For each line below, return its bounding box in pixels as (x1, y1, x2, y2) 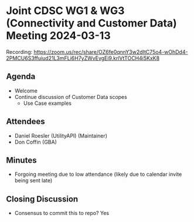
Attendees (6, 117, 45, 127)
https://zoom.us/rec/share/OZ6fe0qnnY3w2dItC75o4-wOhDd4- (33, 48, 189, 55)
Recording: (6, 48, 33, 55)
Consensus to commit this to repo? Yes (14, 210, 110, 217)
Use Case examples (23, 100, 72, 107)
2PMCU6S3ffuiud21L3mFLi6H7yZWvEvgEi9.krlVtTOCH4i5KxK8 (6, 54, 160, 62)
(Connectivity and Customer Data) (6, 16, 177, 30)
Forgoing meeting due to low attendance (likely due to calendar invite (14, 171, 182, 178)
